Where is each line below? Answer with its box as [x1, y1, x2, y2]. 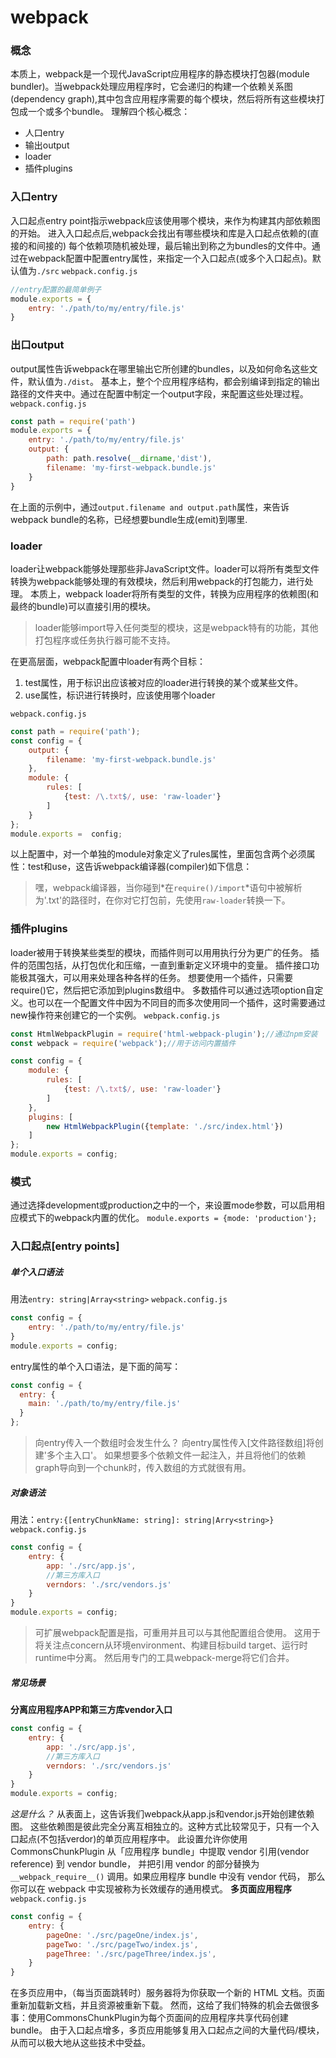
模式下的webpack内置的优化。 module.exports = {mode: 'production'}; [18, 1212, 318, 1224]
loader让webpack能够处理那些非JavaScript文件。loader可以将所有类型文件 [10, 562, 320, 575]
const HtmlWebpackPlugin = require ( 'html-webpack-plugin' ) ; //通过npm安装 [10, 1029, 318, 1039]
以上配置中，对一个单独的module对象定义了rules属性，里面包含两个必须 [10, 848, 307, 860]
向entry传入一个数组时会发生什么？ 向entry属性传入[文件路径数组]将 [34, 1437, 315, 1449]
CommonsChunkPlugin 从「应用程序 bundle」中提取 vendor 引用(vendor [10, 1846, 310, 1858]
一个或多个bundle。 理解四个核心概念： [27, 106, 191, 118]
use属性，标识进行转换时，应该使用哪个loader [24, 689, 216, 701]
